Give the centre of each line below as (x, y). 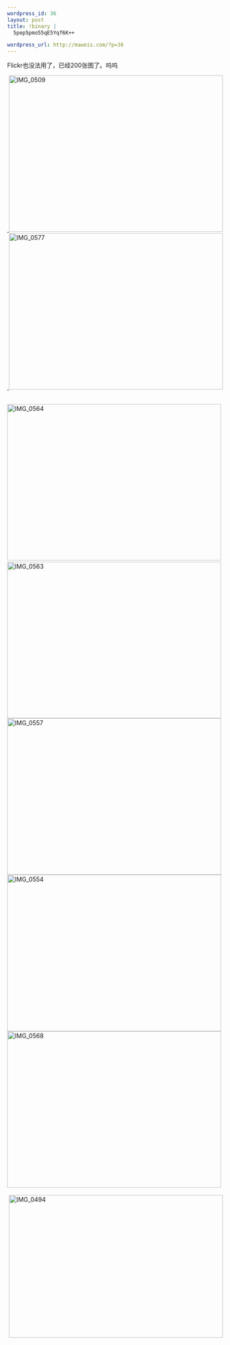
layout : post (26, 20)
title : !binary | (32, 26)
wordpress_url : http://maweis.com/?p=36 (66, 45)
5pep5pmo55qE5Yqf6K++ (44, 33)
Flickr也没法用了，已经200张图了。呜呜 (63, 65)
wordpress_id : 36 (32, 13)
